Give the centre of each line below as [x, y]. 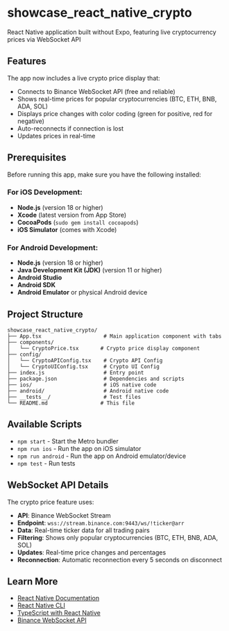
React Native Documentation [58, 598]
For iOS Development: [45, 192]
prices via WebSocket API [44, 39]
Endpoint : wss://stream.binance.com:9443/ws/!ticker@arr [101, 523]
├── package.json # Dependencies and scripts [96, 379]
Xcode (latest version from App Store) [72, 215]
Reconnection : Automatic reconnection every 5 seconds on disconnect [119, 559]
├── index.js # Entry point [76, 372]
